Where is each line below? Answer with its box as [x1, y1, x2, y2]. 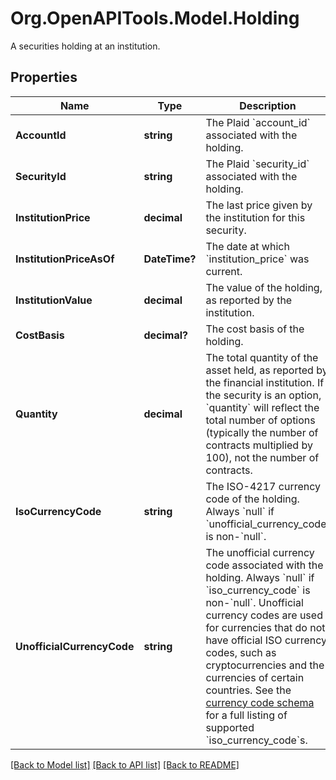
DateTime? [143, 252, 197, 266]
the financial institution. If [205, 375, 325, 389]
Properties [10, 69, 78, 86]
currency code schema [205, 695, 315, 709]
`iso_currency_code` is [205, 583, 311, 597]
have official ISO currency [205, 633, 328, 647]
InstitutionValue [15, 293, 93, 307]
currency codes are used [205, 608, 323, 622]
